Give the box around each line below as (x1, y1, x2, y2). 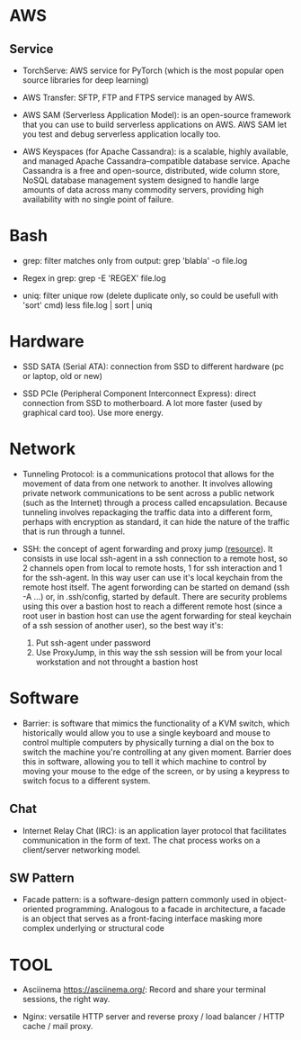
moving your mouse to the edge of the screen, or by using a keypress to (22, 765, 290, 776)
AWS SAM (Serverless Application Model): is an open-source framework (22, 110, 292, 120)
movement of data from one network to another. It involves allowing (22, 478, 273, 489)
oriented (22, 904, 54, 915)
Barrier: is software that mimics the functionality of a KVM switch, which (22, 718, 290, 728)
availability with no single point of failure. (22, 194, 174, 204)
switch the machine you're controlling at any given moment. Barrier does (22, 746, 292, 757)
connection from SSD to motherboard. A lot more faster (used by (22, 397, 263, 408)
